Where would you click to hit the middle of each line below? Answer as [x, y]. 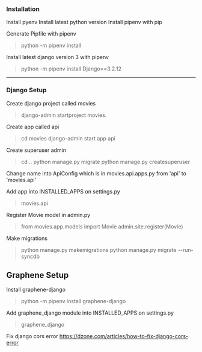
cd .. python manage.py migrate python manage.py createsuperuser [106, 162]
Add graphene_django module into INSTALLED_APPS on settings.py [90, 313]
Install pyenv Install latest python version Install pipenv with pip [84, 22]
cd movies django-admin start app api [68, 138]
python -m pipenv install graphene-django [73, 301]
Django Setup [26, 90]
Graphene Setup [38, 275]
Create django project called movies [51, 103]
